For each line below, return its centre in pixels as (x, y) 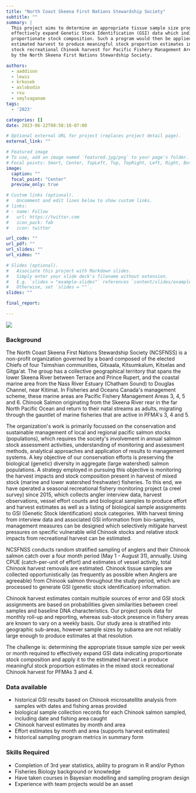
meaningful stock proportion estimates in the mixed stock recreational (90, 666)
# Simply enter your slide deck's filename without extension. (87, 276)
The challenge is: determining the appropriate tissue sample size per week (96, 647)
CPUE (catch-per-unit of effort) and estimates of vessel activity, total (89, 562)
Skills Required (28, 753)
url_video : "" (23, 255)
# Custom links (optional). (40, 195)
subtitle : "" (22, 17)
